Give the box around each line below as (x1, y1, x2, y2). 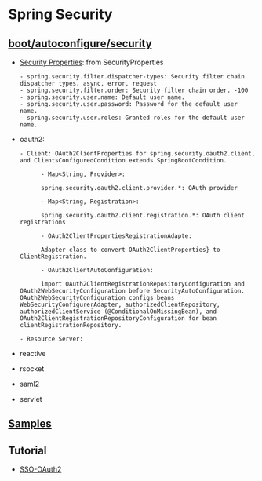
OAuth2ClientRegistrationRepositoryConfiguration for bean (19, 315, 217, 322)
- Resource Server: (19, 335, 84, 343)
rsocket (19, 364, 45, 374)
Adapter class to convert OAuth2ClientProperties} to (40, 246, 220, 253)
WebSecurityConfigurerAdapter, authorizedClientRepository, (19, 301, 220, 308)
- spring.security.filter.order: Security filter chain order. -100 (19, 86, 249, 94)
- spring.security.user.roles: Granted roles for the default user (19, 114, 245, 122)
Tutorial (8, 443, 47, 457)
